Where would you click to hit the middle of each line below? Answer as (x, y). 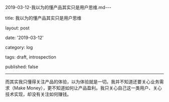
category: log (19, 47)
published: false (22, 67)
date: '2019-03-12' (24, 37)
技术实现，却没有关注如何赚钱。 (38, 94)
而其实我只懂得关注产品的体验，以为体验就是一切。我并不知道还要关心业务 (82, 82)
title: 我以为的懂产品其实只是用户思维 (44, 18)
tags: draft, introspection (31, 57)
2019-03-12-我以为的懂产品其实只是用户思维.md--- (58, 7)
